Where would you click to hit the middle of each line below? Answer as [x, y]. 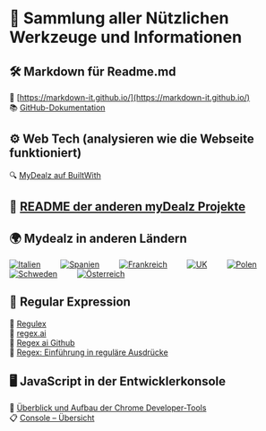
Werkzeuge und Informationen [126, 37]
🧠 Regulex [28, 323]
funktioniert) [46, 153]
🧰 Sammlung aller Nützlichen [119, 18]
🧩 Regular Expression [70, 302]
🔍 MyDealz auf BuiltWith [55, 175]
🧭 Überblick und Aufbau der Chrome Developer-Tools [108, 408]
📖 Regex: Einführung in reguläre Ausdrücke [89, 352]
